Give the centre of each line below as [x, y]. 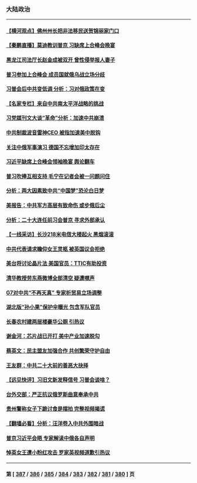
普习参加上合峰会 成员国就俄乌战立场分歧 [56, 74]
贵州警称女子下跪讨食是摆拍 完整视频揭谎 [56, 409]
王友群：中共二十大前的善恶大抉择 [47, 365]
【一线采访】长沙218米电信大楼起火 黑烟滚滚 [60, 234]
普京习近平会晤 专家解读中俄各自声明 [50, 438]
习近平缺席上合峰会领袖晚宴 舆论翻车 [50, 162]
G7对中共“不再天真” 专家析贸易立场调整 [54, 293]
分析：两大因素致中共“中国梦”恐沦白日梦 [55, 191]
